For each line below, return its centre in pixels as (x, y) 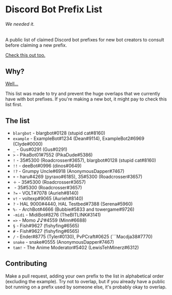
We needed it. (20, 24)
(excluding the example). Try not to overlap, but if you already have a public (85, 281)
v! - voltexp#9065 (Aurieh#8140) (48, 199)
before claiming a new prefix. (36, 45)
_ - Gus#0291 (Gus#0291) (40, 149)
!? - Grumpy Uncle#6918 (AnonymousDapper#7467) (69, 171)
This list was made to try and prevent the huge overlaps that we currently (83, 94)
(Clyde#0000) (28, 144)
